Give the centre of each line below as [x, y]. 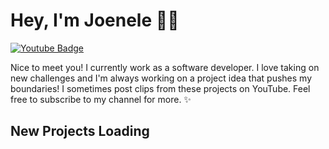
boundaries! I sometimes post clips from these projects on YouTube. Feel [160, 88]
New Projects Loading [80, 131]
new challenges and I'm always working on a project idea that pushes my [161, 78]
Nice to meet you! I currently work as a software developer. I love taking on [165, 67]
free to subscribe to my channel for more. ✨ [101, 99]
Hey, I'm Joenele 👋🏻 [95, 20]
